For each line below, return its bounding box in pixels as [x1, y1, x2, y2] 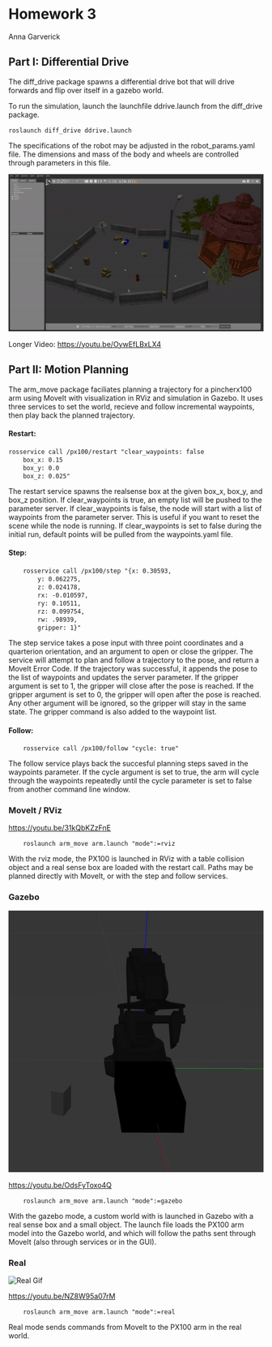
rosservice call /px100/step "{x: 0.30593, [23, 567, 172, 575]
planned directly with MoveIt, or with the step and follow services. [8, 871, 228, 881]
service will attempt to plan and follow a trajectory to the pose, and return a [8, 654, 259, 665]
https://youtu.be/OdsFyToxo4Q [8, 1180, 112, 1190]
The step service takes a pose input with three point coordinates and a [8, 637, 244, 647]
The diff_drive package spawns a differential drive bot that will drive [8, 76, 235, 86]
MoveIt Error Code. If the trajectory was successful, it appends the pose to [8, 663, 257, 673]
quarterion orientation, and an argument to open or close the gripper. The [8, 646, 253, 656]
